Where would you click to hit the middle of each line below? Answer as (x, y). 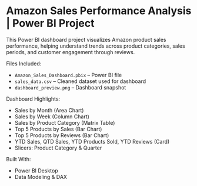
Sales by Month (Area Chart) (49, 110)
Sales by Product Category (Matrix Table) (65, 122)
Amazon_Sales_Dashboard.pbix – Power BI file (68, 75)
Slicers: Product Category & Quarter (58, 148)
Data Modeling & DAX (41, 177)
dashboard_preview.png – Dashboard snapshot (70, 87)
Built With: (19, 159)
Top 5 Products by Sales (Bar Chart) (58, 129)
